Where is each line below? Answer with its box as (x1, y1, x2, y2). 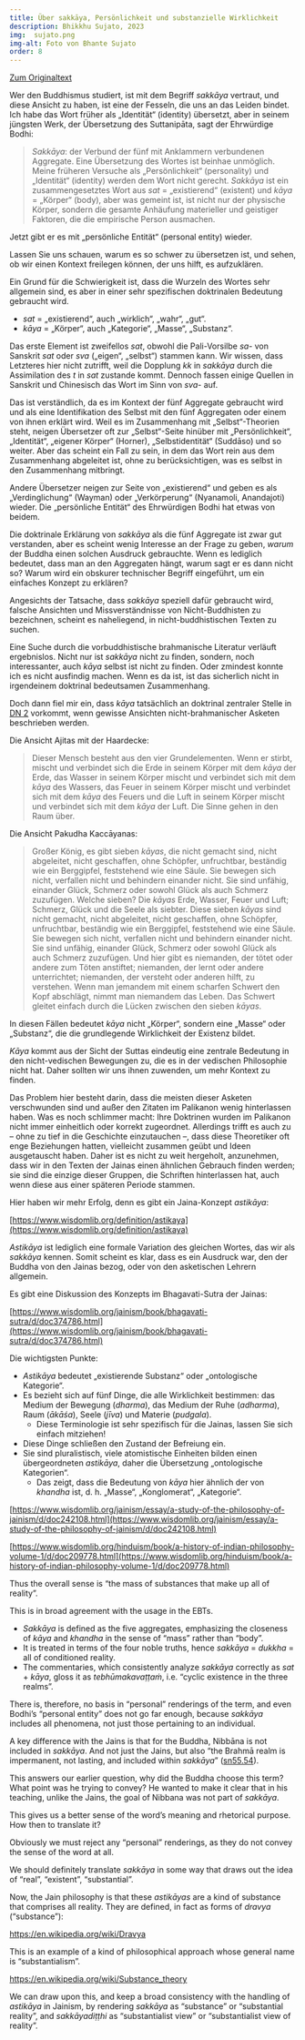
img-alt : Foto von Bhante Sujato (9, 38, 137, 48)
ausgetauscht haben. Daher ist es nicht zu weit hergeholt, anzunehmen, (9, 1151, 280, 1162)
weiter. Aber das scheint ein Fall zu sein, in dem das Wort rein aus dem (9, 445, 275, 456)
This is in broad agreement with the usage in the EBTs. (9, 1606, 214, 1617)
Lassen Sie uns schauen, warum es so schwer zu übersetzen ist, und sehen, (9, 249, 296, 260)
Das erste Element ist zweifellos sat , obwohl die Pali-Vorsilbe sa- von (9, 340, 269, 351)
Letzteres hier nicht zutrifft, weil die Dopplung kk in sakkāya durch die (9, 360, 273, 371)
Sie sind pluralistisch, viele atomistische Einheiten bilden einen (22, 1448, 258, 1459)
